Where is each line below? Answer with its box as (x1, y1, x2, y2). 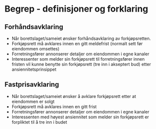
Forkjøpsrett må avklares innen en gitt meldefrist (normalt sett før (11, 41, 143, 47)
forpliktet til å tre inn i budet (11, 119, 67, 125)
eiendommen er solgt (11, 98, 55, 104)
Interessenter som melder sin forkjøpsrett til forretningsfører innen (11, 56, 145, 62)
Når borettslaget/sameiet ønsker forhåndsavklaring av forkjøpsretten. (11, 35, 151, 41)
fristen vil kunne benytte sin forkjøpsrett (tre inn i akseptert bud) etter (11, 62, 151, 67)
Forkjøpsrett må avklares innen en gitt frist (11, 103, 97, 110)
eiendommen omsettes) (11, 46, 59, 51)
